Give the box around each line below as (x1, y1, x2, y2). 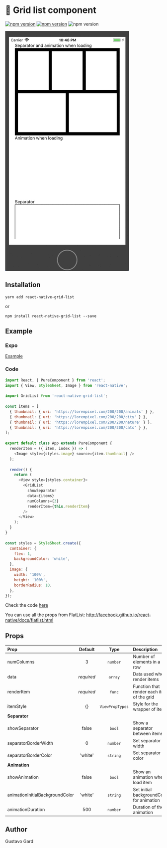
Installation (5, 281, 41, 289)
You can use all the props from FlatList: (5, 612, 85, 618)
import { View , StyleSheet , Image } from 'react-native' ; (5, 383, 128, 388)
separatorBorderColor (7, 752, 52, 758)
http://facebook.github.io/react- (86, 612, 152, 618)
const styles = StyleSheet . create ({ (5, 540, 81, 545)
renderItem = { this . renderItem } (27, 504, 90, 509)
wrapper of (133, 706, 156, 712)
